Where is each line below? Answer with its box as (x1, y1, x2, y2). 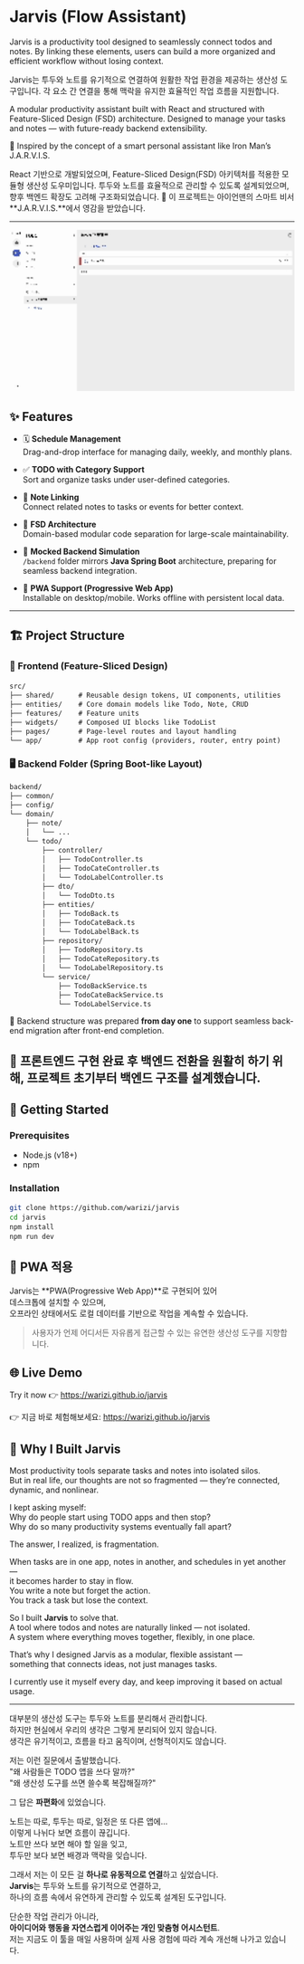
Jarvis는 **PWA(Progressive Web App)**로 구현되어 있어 (9, 1285, 218, 1296)
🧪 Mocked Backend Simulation (22, 546, 140, 557)
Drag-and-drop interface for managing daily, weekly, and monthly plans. (22, 446, 292, 457)
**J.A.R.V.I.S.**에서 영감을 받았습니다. (9, 202, 147, 214)
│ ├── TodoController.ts (42, 854, 144, 863)
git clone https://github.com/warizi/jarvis (9, 1204, 180, 1213)
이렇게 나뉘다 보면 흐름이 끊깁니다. (9, 1827, 130, 1838)
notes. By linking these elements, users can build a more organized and (9, 45, 276, 56)
